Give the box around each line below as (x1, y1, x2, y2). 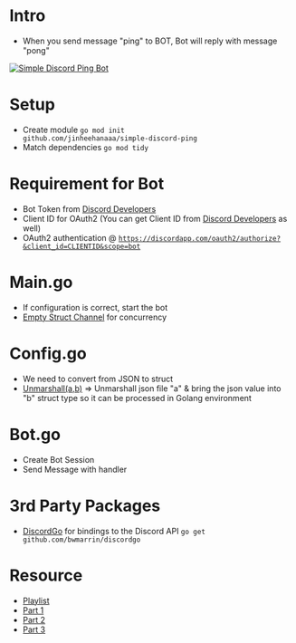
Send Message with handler (22, 464, 128, 475)
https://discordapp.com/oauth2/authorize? (118, 234, 282, 243)
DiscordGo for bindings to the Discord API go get (22, 525, 206, 536)
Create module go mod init (22, 124, 125, 135)
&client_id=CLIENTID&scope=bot (22, 242, 141, 251)
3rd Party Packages (9, 495, 161, 516)
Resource (9, 565, 83, 585)
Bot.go (9, 424, 62, 445)
